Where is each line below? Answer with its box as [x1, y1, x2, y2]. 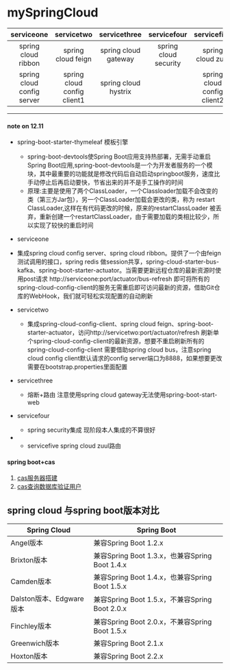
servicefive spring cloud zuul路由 [27, 441, 122, 450]
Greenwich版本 [10, 638, 60, 648]
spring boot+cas [7, 458, 55, 466]
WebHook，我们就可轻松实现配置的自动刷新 [29, 292, 153, 300]
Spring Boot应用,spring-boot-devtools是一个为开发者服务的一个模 [27, 161, 214, 170]
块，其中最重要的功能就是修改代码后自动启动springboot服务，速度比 [27, 170, 220, 178]
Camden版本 [10, 577, 52, 586]
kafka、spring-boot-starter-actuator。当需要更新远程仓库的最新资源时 [16, 266, 216, 275]
